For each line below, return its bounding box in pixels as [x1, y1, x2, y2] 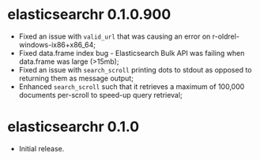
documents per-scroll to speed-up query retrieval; [18, 90, 183, 99]
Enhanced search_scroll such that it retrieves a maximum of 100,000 [18, 81, 245, 91]
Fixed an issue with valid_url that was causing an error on [18, 32, 211, 41]
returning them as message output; [18, 73, 134, 83]
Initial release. [18, 143, 65, 153]
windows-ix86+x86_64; [18, 39, 96, 49]
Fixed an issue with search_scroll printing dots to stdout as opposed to [18, 65, 252, 74]
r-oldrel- [212, 32, 240, 41]
